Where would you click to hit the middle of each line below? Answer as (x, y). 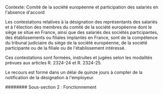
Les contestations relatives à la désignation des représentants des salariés (81, 22)
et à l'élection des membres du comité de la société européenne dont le (79, 27)
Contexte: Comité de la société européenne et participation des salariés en (82, 7)
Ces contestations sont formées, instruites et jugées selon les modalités (79, 58)
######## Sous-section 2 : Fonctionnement (51, 87)
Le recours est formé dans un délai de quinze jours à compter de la (74, 72)
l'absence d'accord (25, 12)
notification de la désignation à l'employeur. (50, 78)
